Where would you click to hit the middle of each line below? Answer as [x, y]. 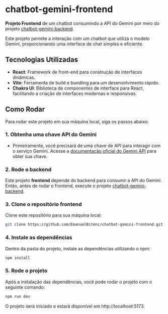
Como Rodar [25, 109]
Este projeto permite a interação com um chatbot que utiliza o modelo [77, 38]
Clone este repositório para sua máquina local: [54, 215]
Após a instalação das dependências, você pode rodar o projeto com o [79, 282]
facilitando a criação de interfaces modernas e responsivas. [75, 93]
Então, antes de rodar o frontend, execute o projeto [58, 186]
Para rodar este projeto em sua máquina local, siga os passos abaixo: [77, 121]
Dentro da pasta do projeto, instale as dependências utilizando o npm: [78, 248]
